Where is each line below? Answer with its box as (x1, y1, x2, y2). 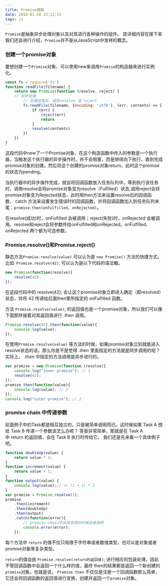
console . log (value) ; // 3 (14, 387, 68, 392)
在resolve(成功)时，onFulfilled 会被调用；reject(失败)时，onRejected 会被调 (5, 215, 160, 221)
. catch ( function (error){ (14, 516, 66, 521)
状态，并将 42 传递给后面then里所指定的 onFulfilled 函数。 (5, 295, 125, 301)
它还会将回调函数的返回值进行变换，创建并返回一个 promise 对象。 (5, 575, 139, 581)
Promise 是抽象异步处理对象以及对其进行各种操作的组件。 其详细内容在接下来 (5, 31, 162, 37)
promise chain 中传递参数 (5, 409, 67, 416)
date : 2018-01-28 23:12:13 (5, 12, 61, 17)
